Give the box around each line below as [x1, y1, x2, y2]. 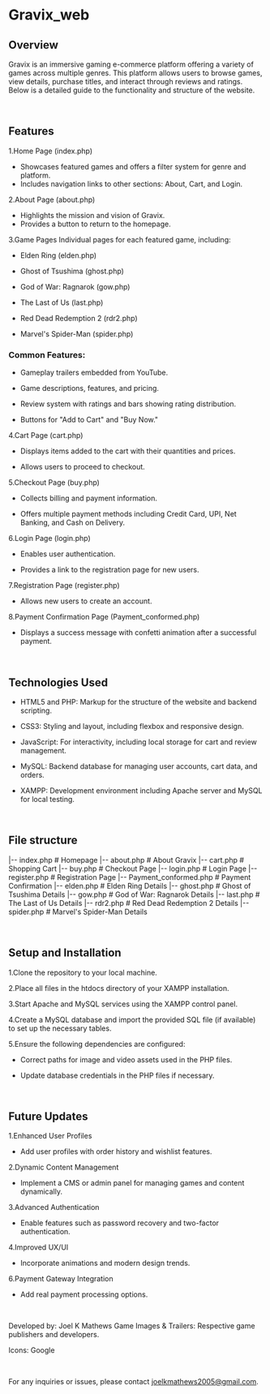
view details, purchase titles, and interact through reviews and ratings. [8, 77, 243, 86]
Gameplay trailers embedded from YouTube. [19, 367, 169, 378]
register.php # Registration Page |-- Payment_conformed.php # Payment [8, 872, 251, 881]
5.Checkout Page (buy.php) [8, 478, 100, 487]
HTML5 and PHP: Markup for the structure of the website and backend [19, 697, 257, 706]
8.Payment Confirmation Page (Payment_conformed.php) [8, 612, 200, 622]
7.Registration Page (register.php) [8, 581, 120, 590]
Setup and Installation [8, 946, 122, 960]
